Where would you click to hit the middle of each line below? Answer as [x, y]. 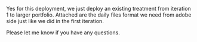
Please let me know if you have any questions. [63, 33]
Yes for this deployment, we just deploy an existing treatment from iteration [98, 9]
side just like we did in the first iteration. [55, 21]
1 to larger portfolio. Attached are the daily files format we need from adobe [99, 15]
